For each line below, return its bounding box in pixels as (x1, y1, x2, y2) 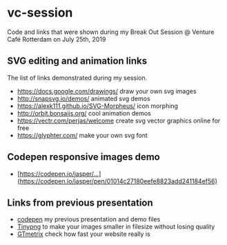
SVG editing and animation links (7, 55, 147, 67)
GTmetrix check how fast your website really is (17, 230, 150, 238)
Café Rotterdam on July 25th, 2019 (7, 35, 106, 43)
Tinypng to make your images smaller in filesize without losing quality (17, 223, 215, 231)
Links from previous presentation (7, 197, 153, 208)
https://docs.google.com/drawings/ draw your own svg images (17, 87, 197, 95)
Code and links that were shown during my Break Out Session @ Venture (7, 28, 215, 36)
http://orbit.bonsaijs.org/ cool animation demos (17, 109, 152, 117)
